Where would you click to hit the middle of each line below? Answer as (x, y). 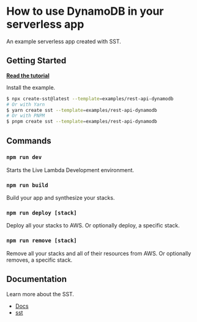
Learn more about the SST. (40, 294)
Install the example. (31, 87)
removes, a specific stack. (39, 260)
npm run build (27, 185)
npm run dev (24, 157)
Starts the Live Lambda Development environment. (70, 170)
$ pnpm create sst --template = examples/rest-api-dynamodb (82, 122)
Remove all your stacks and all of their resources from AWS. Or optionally (99, 253)
